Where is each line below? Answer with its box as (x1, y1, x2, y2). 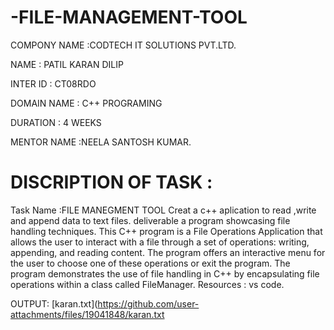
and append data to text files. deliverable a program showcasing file (10, 214, 291, 226)
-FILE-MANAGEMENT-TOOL (10, 6, 248, 29)
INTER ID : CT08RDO (10, 77, 97, 90)
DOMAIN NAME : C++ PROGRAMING (10, 97, 163, 109)
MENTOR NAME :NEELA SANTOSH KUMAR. (10, 136, 192, 148)
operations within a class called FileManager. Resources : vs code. (10, 278, 285, 290)
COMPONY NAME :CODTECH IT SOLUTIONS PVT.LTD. (10, 39, 237, 51)
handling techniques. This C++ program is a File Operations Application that (10, 225, 323, 237)
